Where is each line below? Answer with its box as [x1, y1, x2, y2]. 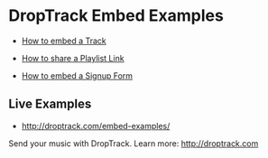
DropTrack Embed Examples [8, 5, 225, 26]
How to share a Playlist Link [21, 52, 125, 63]
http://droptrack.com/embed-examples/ [21, 120, 171, 131]
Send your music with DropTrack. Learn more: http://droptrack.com [8, 137, 259, 149]
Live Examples [8, 97, 92, 112]
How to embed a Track [21, 35, 107, 46]
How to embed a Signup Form [21, 70, 133, 81]
